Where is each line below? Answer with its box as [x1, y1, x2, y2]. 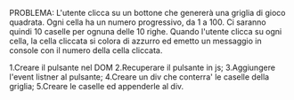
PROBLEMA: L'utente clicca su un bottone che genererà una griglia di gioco [9, 8, 286, 18]
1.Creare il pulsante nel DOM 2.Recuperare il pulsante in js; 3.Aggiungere [9, 62, 276, 73]
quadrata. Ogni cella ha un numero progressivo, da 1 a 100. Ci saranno [9, 17, 267, 27]
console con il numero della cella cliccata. [9, 45, 163, 56]
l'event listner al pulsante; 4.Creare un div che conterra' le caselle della [9, 72, 270, 82]
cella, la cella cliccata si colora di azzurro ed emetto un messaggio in [9, 35, 262, 46]
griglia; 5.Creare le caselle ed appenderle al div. [9, 81, 184, 91]
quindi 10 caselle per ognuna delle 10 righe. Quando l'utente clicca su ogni [9, 27, 282, 36]
